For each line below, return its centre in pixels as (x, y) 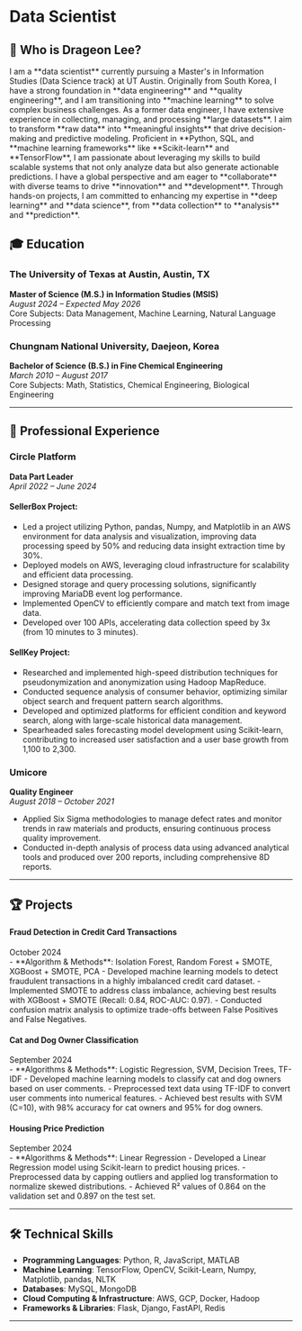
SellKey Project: (40, 652)
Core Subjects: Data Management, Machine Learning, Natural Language (142, 313)
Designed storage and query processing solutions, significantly (139, 584)
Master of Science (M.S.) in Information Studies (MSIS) (114, 294)
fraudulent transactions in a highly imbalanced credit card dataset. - (135, 981)
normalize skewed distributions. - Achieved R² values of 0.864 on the (138, 1187)
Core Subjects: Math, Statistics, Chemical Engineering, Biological (129, 385)
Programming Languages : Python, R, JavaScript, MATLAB (131, 1260)
